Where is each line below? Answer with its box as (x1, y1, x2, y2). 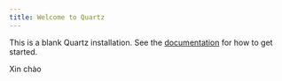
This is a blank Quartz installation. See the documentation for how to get (9, 37, 273, 48)
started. (9, 46, 38, 57)
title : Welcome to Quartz (9, 12, 105, 22)
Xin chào (9, 63, 42, 74)
